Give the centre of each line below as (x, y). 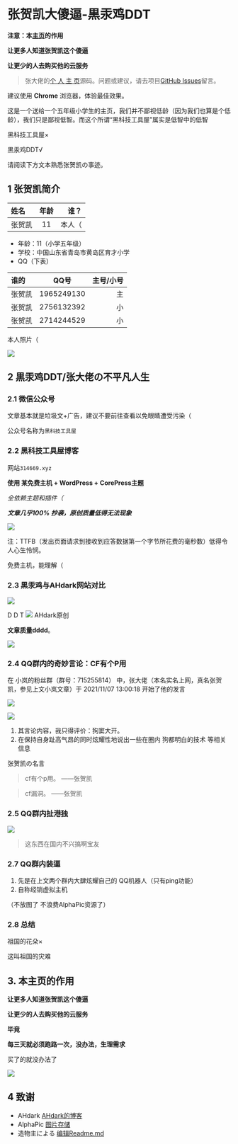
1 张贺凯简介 (34, 189)
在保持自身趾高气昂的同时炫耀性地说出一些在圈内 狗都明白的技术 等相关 (122, 740)
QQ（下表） (35, 261)
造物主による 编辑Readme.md (61, 1133)
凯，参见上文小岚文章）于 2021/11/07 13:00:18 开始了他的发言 (96, 689)
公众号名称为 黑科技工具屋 (42, 431)
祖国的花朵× (25, 942)
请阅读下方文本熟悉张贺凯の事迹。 (57, 164)
